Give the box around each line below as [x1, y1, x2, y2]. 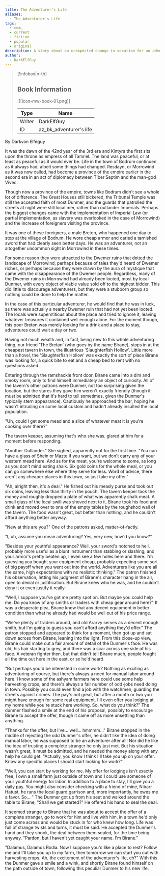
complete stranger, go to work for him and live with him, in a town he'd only [5, 814, 158, 820]
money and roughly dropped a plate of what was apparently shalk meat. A [5, 494, 155, 500]
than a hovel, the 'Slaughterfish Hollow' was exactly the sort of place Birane [5, 352, 159, 358]
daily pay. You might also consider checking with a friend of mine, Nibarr [5, 784, 152, 790]
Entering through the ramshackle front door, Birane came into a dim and [5, 372, 150, 378]
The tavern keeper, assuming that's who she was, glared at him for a [5, 433, 144, 439]
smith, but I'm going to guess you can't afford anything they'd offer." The [5, 625, 152, 631]
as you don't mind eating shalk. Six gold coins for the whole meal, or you [5, 464, 152, 469]
